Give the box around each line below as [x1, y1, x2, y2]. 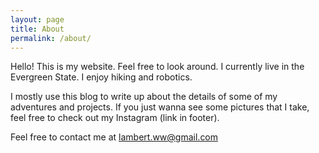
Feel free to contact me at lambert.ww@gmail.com [10, 131, 219, 143]
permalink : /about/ [10, 33, 92, 43]
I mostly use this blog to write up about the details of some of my [10, 91, 278, 103]
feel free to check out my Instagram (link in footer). [10, 112, 220, 124]
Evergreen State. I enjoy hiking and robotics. [10, 71, 193, 83]
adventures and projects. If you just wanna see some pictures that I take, [10, 101, 310, 113]
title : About [10, 24, 65, 34]
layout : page [10, 14, 65, 25]
